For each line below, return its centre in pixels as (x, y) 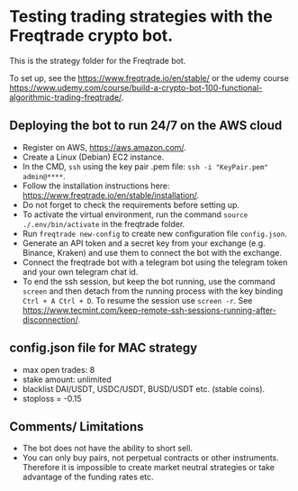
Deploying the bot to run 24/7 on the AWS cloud (146, 126)
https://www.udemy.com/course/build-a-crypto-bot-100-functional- (136, 87)
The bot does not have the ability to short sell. (108, 449)
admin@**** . (44, 176)
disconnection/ (50, 319)
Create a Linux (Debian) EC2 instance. (93, 157)
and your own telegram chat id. (80, 271)
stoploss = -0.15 (52, 398)
